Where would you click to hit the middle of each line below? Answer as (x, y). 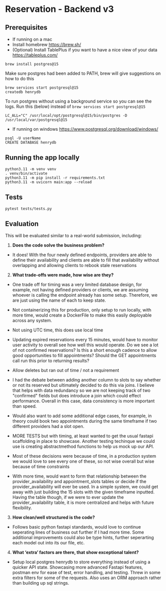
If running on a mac (32, 39)
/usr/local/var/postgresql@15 (36, 120)
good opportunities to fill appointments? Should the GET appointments (84, 356)
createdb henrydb (23, 92)
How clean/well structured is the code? (54, 517)
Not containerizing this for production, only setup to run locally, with (82, 310)
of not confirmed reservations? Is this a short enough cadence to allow (84, 350)
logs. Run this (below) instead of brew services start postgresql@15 (75, 107)
